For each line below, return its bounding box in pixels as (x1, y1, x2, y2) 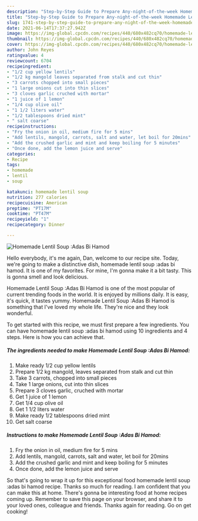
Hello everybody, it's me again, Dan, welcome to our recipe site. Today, (6, 254, 179, 261)
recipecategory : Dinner (6, 222, 65, 228)
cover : (6, 42, 23, 48)
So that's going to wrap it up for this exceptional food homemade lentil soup (6, 476, 190, 483)
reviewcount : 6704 (6, 58, 52, 64)
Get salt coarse (15, 418, 52, 425)
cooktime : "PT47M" (6, 211, 52, 217)
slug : (6, 19, 20, 25)
